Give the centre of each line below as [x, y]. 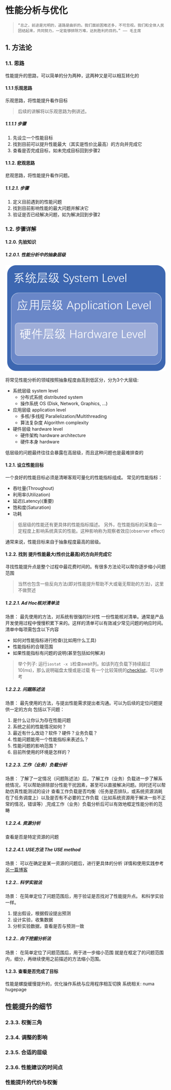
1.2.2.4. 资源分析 [23, 823]
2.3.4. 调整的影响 [26, 1037]
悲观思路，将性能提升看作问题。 [39, 175]
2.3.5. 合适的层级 [26, 1052]
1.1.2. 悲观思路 [20, 163]
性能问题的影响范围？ [35, 746]
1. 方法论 [19, 48]
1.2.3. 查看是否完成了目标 [32, 971]
